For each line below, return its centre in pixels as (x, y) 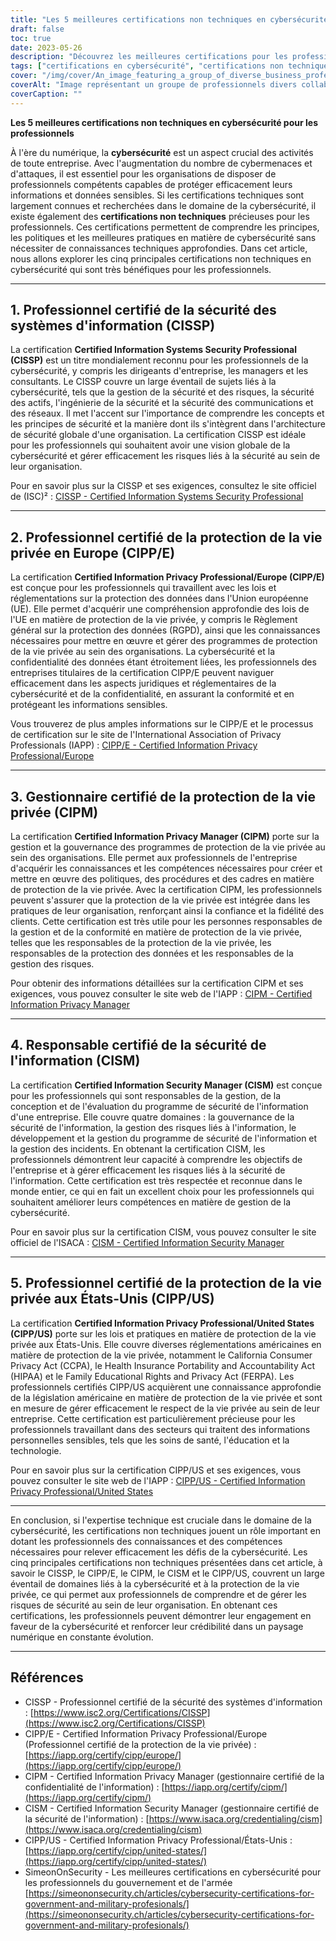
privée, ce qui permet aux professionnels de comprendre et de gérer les (158, 1594)
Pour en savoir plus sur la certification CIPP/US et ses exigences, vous (156, 1470)
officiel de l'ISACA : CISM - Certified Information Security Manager (147, 1242)
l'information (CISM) (75, 1061)
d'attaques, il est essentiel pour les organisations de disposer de (143, 173)
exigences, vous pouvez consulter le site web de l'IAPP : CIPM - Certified (161, 994)
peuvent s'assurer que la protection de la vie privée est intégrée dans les (160, 900)
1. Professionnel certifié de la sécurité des (143, 310)
